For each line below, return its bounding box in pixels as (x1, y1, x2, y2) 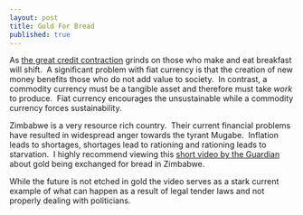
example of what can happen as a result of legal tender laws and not (9, 186, 265, 197)
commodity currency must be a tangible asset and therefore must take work (9, 83, 293, 95)
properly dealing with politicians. (9, 195, 131, 206)
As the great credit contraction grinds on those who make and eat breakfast (9, 55, 292, 66)
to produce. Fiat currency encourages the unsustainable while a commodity (9, 93, 294, 104)
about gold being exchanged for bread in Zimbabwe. (9, 159, 205, 170)
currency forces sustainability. (9, 103, 122, 114)
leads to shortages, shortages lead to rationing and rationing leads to (9, 139, 267, 150)
